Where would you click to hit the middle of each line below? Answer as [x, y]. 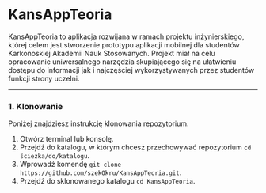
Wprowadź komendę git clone [70, 165]
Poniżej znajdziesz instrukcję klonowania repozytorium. [99, 123]
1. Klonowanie [36, 106]
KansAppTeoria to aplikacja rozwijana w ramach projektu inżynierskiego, [126, 36]
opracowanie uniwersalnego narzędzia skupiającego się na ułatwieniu [122, 62]
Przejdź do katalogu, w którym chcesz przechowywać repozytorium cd [135, 147]
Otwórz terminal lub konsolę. [66, 139]
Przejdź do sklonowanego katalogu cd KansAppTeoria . [107, 181]
